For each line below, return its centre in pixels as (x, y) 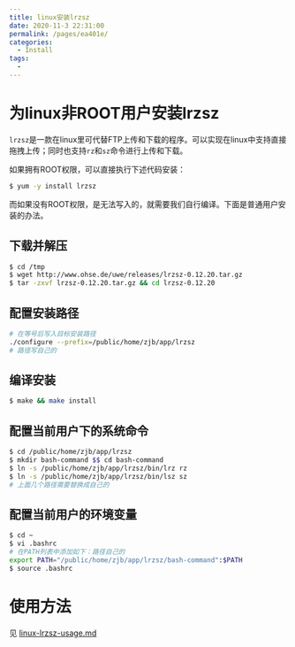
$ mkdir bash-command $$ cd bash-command (87, 460)
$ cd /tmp (27, 266)
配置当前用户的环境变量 (73, 514)
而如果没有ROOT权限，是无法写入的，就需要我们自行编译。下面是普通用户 (144, 204)
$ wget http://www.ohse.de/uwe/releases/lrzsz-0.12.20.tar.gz (126, 275)
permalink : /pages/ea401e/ (59, 34)
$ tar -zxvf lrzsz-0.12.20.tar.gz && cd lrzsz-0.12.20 (112, 283)
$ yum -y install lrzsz (53, 186)
